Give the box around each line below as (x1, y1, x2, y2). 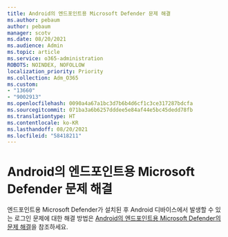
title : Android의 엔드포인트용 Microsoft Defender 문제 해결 (7, 10, 171, 17)
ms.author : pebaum (7, 17, 60, 23)
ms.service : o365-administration (7, 55, 104, 62)
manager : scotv (7, 29, 51, 37)
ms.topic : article (7, 49, 60, 56)
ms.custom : (7, 81, 39, 88)
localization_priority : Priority (7, 68, 104, 75)
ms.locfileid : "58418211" (7, 132, 82, 139)
